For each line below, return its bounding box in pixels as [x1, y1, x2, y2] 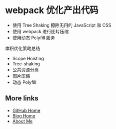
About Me [12, 118, 33, 124]
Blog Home [12, 112, 36, 118]
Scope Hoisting [12, 55, 44, 61]
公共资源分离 [12, 66, 39, 73]
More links [5, 94, 39, 103]
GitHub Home [12, 107, 41, 113]
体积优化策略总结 [5, 45, 40, 51]
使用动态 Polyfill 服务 [12, 35, 55, 41]
